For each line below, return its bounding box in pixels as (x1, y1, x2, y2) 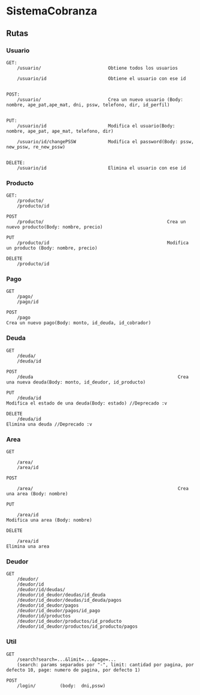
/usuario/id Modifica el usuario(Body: (17, 123, 175, 129)
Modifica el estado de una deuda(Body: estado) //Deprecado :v (6, 400, 168, 406)
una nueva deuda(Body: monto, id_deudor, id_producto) (6, 379, 146, 385)
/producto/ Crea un (17, 219, 186, 225)
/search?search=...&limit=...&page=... (17, 657, 117, 663)
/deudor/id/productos (17, 613, 71, 619)
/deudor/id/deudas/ (17, 587, 66, 593)
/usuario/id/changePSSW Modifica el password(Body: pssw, (17, 138, 195, 145)
